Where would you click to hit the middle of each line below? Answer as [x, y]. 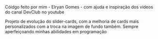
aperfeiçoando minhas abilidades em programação [56, 32]
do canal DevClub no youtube [35, 12]
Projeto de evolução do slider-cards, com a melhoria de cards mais [72, 21]
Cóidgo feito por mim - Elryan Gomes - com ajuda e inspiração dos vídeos [79, 7]
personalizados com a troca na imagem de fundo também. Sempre [72, 26]
